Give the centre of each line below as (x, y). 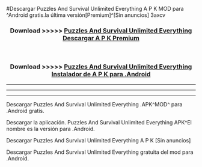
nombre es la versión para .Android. (50, 129)
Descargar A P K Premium (101, 38)
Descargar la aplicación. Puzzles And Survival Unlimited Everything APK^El (99, 122)
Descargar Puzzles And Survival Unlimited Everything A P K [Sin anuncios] (99, 140)
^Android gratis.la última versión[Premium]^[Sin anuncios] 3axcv (86, 15)
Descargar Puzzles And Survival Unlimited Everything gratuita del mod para (100, 152)
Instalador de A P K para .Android (101, 74)
